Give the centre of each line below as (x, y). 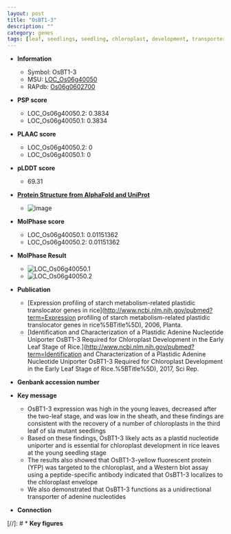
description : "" (30, 26)
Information (34, 59)
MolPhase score (41, 222)
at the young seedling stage (67, 453)
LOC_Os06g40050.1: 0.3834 (67, 121)
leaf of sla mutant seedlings (67, 431)
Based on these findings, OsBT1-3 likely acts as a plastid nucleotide (123, 438)
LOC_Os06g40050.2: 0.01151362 (74, 243)
